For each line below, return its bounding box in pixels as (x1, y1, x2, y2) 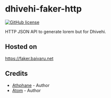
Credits (5, 70, 28, 78)
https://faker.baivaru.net (5, 56, 54, 61)
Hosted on (5, 42, 37, 51)
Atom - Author (12, 87, 41, 93)
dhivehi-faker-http (5, 3, 82, 14)
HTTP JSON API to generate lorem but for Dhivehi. (5, 28, 106, 34)
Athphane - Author (12, 82, 50, 88)
